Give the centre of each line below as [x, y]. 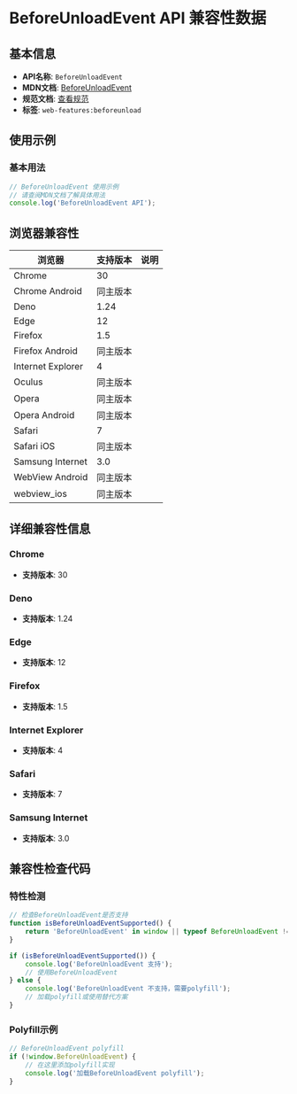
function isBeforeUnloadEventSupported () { [91, 923]
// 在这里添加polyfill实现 [70, 1065]
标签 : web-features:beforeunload [81, 110]
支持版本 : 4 [42, 750]
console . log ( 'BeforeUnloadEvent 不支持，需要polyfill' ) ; [128, 989]
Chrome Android [48, 291]
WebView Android [51, 477]
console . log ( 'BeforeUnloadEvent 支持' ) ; [99, 964]
